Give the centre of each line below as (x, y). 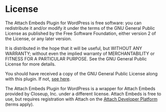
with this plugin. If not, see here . (38, 79)
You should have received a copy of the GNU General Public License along (81, 73)
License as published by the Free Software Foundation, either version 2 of (81, 33)
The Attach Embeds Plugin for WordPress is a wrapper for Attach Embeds (80, 88)
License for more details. (30, 64)
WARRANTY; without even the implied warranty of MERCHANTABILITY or (80, 54)
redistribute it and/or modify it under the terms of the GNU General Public (80, 28)
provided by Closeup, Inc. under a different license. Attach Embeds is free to (83, 94)
